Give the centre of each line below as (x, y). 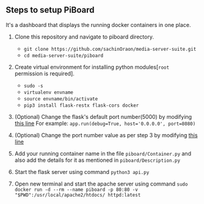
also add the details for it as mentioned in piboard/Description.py (97, 160)
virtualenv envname (49, 92)
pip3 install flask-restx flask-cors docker (81, 105)
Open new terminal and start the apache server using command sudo (101, 184)
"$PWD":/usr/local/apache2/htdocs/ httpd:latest (78, 195)
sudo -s (33, 86)
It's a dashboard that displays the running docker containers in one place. (98, 25)
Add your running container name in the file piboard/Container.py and (103, 153)
